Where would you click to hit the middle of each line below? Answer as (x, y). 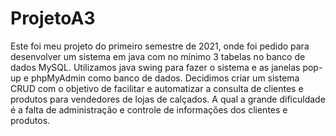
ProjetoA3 (53, 18)
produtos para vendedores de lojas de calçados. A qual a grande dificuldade (168, 99)
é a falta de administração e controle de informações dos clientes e (149, 109)
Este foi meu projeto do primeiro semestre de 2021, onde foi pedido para (160, 46)
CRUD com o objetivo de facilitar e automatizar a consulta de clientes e (157, 88)
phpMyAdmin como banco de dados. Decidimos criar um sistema (165, 78)
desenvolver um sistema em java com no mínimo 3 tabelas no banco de (158, 56)
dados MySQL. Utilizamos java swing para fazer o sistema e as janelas (155, 67)
